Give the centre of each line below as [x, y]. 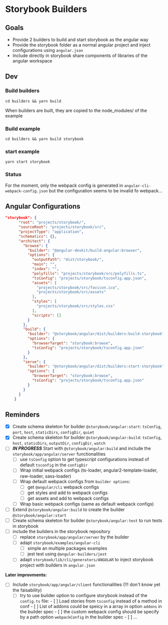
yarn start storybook [28, 162]
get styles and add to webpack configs [67, 493]
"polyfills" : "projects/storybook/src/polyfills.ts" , [89, 273]
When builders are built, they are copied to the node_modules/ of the [76, 110]
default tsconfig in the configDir [54, 465]
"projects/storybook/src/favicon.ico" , [78, 288]
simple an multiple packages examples [67, 549]
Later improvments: [26, 575]
